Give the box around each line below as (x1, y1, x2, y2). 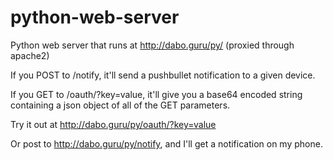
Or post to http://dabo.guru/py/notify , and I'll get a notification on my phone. (10, 137, 323, 150)
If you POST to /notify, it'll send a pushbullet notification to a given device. (10, 69, 316, 81)
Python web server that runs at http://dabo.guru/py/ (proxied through (10, 39, 295, 51)
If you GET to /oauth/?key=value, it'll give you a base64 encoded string (10, 88, 303, 100)
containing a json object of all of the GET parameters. (10, 99, 231, 111)
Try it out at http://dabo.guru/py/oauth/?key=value (10, 118, 217, 130)
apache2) (10, 49, 50, 61)
